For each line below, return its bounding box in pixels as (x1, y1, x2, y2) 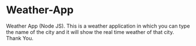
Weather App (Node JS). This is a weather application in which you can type (6, 22, 190, 29)
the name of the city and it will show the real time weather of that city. (6, 28, 174, 35)
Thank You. (6, 34, 34, 41)
